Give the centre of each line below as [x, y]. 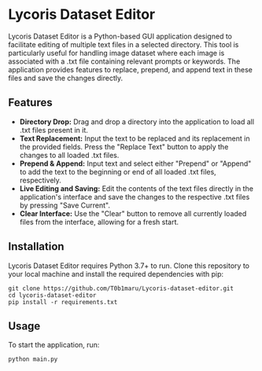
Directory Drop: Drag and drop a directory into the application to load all [137, 121]
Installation [36, 246]
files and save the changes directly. [66, 78]
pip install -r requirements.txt [63, 302]
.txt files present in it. [54, 130]
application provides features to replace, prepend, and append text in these [131, 69]
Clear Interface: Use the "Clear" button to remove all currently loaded [133, 213]
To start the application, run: [54, 345]
